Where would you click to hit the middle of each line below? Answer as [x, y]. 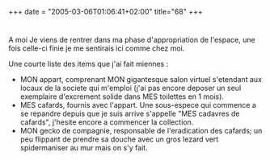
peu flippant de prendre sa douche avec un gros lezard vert [119, 139]
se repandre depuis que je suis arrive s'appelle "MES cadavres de [130, 114]
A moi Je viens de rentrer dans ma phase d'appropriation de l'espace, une [132, 40]
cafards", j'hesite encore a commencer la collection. [107, 122]
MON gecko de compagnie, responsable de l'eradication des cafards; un [141, 131]
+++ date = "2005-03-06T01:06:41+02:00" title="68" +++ [106, 12]
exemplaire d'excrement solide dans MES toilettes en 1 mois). [122, 96]
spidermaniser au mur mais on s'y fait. [84, 148]
